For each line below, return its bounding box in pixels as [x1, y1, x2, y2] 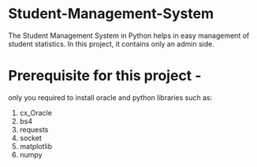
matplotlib [19, 141, 53, 150]
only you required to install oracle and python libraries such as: [8, 92, 213, 102]
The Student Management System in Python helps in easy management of [8, 31, 250, 40]
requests [19, 124, 49, 134]
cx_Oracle [19, 108, 53, 117]
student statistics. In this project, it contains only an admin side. [8, 39, 214, 48]
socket [19, 133, 42, 143]
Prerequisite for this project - [8, 67, 202, 85]
